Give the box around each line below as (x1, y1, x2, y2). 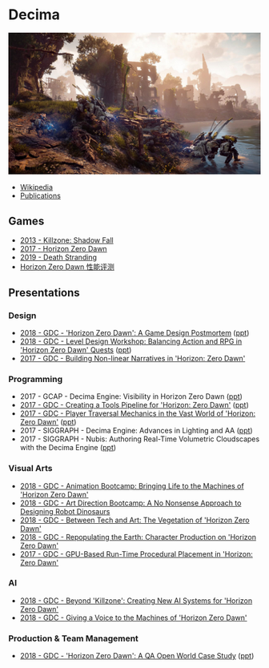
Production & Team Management (8, 633, 139, 644)
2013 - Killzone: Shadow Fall (19, 235, 114, 245)
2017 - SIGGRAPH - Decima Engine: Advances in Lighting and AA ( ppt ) (19, 426, 254, 436)
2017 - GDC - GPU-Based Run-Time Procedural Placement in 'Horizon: (19, 549, 254, 558)
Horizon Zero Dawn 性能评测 (19, 262, 114, 272)
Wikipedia (19, 183, 54, 192)
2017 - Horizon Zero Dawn (19, 244, 107, 254)
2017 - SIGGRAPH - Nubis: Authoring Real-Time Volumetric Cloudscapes (19, 434, 260, 444)
